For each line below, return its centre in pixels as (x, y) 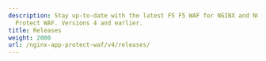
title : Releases (35, 30)
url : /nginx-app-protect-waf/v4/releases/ (79, 45)
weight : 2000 (30, 38)
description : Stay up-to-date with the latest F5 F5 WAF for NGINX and (129, 15)
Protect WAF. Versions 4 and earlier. (80, 23)
